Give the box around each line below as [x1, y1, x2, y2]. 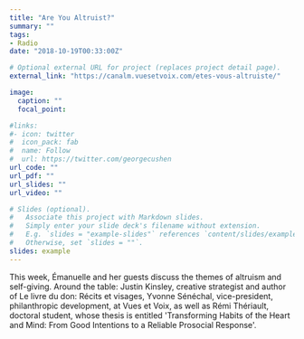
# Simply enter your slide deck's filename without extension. [9, 221, 261, 231]
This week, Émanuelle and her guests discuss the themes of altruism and [9, 271, 282, 282]
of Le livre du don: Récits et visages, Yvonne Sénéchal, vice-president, [9, 290, 273, 301]
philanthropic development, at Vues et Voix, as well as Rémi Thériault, [9, 300, 270, 311]
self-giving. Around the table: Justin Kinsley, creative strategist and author [9, 281, 287, 292]
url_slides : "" [9, 180, 67, 189]
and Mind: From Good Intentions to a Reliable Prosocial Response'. [9, 319, 257, 330]
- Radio [9, 38, 39, 48]
